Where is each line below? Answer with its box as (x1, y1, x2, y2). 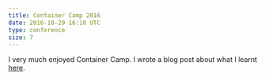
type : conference (8, 26, 66, 34)
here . (8, 64, 25, 73)
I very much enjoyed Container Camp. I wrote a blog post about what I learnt (8, 55, 258, 64)
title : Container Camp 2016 (8, 11, 101, 20)
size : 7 (8, 33, 34, 42)
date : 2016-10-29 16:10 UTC (8, 19, 101, 27)
